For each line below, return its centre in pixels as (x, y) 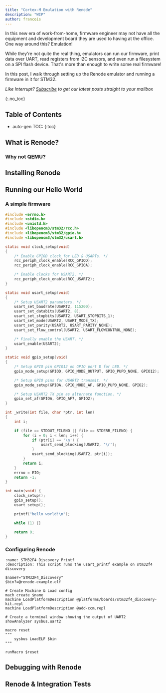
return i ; (33, 463)
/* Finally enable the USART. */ (49, 339)
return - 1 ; (25, 477)
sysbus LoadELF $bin (35, 639)
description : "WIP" (25, 15)
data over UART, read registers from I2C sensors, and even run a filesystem (83, 59)
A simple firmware (28, 204)
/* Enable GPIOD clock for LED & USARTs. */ (61, 256)
